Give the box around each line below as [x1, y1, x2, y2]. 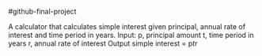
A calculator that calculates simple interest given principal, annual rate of [8, 22, 246, 31]
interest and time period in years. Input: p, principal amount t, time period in [8, 31, 255, 39]
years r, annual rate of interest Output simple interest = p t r [8, 39, 198, 48]
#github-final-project [8, 7, 77, 16]
